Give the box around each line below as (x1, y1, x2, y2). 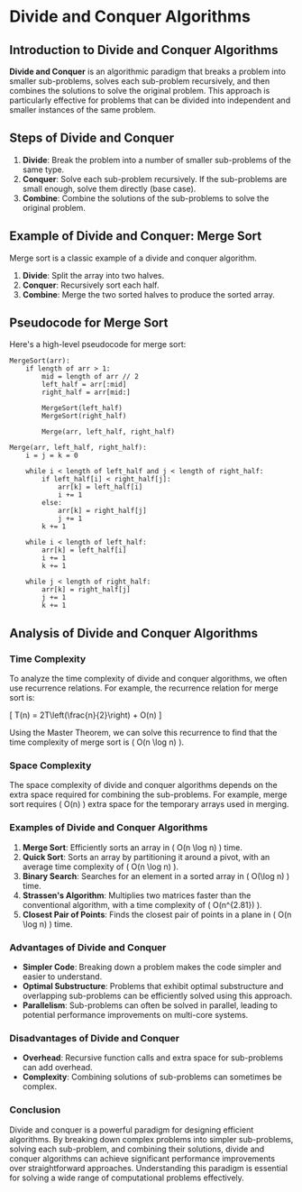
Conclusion (9, 1104, 61, 1116)
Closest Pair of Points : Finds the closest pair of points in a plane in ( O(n (22, 909, 292, 920)
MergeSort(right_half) (41, 412, 127, 421)
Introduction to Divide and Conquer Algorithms (9, 42, 279, 58)
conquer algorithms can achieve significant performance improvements (9, 1152, 276, 1164)
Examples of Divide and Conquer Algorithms (9, 821, 208, 834)
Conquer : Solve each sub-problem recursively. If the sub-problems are (22, 173, 288, 184)
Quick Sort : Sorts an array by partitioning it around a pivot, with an (22, 851, 270, 862)
